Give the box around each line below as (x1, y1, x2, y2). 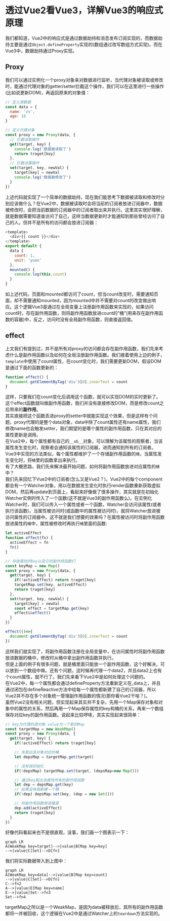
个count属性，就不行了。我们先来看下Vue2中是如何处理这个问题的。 (5, 674, 148, 680)
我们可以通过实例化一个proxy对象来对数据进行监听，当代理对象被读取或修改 (5, 77, 163, 83)
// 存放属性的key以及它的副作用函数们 (5, 559, 76, 564)
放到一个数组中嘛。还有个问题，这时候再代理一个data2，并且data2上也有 (9, 667, 162, 673)
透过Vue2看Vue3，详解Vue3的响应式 (5, 5, 163, 16)
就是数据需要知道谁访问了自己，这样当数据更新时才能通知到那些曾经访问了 (5, 213, 160, 219)
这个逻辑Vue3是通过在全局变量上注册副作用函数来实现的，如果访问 (14, 304, 154, 310)
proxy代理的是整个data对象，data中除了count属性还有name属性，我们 (14, 419, 161, 425)
